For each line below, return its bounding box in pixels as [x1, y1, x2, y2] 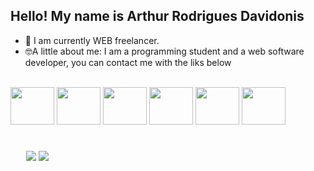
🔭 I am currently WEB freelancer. [24, 34, 160, 46]
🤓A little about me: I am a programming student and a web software [24, 45, 305, 57]
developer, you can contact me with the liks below [24, 56, 232, 68]
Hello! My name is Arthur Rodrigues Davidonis [10, 8, 305, 25]
